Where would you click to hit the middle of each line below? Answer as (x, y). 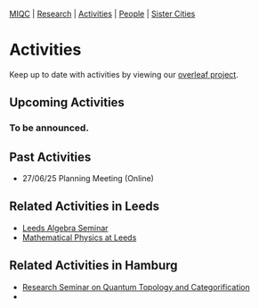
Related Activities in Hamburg (93, 266)
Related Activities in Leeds (85, 207)
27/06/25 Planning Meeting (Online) (88, 179)
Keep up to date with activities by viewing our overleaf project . (124, 74)
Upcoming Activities (67, 103)
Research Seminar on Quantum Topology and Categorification (136, 287)
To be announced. (49, 128)
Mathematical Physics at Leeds (79, 237)
